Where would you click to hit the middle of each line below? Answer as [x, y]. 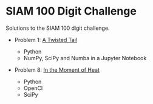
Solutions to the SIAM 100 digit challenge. [58, 28]
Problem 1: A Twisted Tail [46, 40]
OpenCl [33, 88]
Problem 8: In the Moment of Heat [57, 70]
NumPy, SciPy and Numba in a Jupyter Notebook [85, 58]
